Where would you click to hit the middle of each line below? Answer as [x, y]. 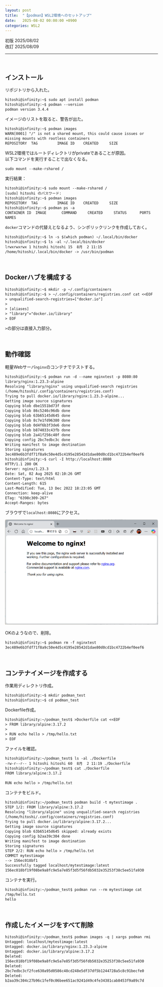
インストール [24, 77]
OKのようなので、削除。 [29, 633]
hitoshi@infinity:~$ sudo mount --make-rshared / [56, 188]
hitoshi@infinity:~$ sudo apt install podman [52, 100]
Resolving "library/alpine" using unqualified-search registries [72, 812]
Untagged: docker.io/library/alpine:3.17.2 [50, 952]
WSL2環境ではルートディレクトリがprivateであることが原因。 [67, 153]
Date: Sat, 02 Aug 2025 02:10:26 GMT [43, 474]
